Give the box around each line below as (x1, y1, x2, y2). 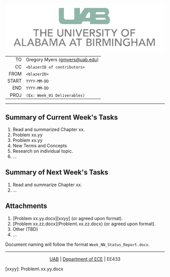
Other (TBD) (12, 226, 38, 232)
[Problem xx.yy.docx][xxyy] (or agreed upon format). (12, 215, 123, 221)
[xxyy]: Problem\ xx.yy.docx (5, 266, 64, 272)
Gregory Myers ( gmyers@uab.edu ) (26, 56, 99, 63)
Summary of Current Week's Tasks (5, 113, 118, 121)
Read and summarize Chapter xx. (12, 181, 82, 188)
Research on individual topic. (12, 148, 73, 154)
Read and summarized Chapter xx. (12, 126, 85, 132)
